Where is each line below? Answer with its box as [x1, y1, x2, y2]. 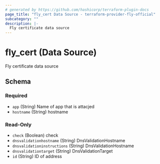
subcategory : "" [5, 16, 39, 21]
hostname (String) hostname [12, 109, 68, 115]
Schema [5, 78, 31, 86]
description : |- [5, 21, 39, 26]
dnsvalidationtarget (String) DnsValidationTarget [12, 148, 113, 154]
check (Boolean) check [12, 132, 58, 138]
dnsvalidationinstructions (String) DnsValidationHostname [12, 143, 134, 149]
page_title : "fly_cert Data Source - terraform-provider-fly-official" [5, 12, 156, 17]
